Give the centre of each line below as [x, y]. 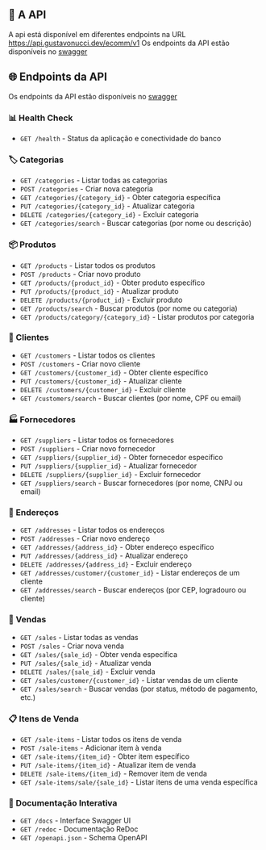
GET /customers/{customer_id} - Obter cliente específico [114, 372]
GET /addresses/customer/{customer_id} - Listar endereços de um [130, 573]
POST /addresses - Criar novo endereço [85, 538]
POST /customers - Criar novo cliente [80, 363]
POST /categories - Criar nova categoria [86, 189]
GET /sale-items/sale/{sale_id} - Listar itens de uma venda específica [139, 782]
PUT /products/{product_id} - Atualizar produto [99, 291]
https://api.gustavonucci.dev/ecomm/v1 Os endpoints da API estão [119, 43]
